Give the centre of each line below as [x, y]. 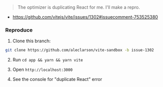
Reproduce [19, 30]
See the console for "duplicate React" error [57, 79]
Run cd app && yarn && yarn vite [48, 60]
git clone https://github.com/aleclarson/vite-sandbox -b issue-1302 [80, 50]
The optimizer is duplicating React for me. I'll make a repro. [78, 7]
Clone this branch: [32, 41]
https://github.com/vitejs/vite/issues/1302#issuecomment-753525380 [85, 17]
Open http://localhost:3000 [43, 69]
